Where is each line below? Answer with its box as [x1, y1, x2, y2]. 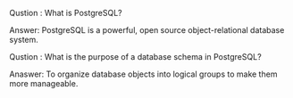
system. [9, 35, 38, 45]
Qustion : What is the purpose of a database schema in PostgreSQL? [9, 52, 262, 61]
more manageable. [9, 78, 79, 88]
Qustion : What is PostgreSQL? [9, 8, 122, 18]
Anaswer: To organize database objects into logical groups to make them [9, 69, 278, 79]
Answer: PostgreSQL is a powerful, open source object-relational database [9, 25, 285, 35]
